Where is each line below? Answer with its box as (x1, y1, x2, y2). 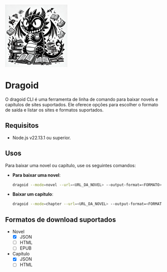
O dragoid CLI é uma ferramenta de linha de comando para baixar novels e (5, 96, 158, 102)
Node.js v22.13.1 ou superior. (12, 134, 71, 141)
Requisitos (5, 121, 39, 130)
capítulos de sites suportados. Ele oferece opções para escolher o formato (5, 101, 159, 107)
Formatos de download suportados (5, 215, 116, 224)
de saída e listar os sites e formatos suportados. (5, 107, 104, 113)
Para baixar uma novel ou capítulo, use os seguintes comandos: (5, 162, 136, 168)
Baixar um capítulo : (12, 191, 54, 197)
